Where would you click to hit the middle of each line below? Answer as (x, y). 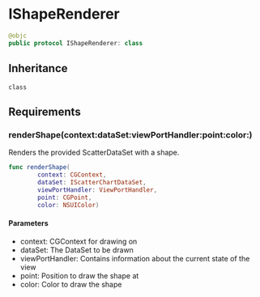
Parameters (28, 223)
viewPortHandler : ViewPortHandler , (98, 190)
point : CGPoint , (65, 197)
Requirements (45, 111)
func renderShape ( (39, 168)
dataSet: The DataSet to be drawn (77, 250)
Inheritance (38, 68)
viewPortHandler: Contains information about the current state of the (135, 258)
